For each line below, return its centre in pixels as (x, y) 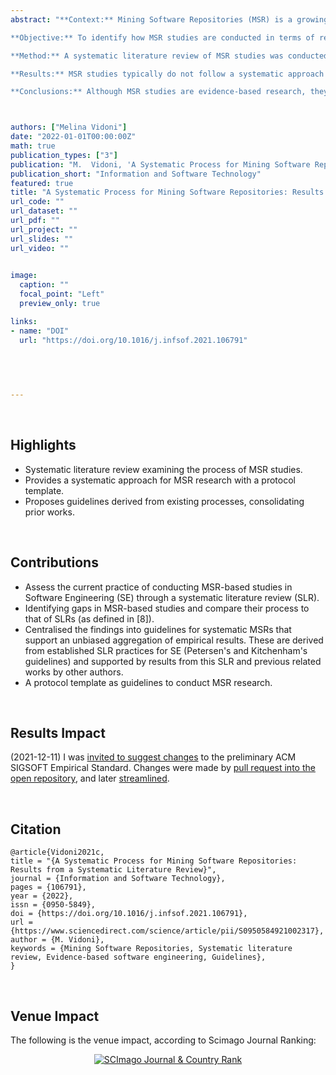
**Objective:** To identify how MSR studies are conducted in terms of (162, 37)
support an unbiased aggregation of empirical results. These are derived (174, 640)
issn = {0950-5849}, (53, 905)
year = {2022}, (42, 896)
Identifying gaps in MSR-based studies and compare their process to (167, 608)
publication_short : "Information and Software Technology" (136, 174)
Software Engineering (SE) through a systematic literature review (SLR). (172, 597)
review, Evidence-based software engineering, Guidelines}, (138, 957)
